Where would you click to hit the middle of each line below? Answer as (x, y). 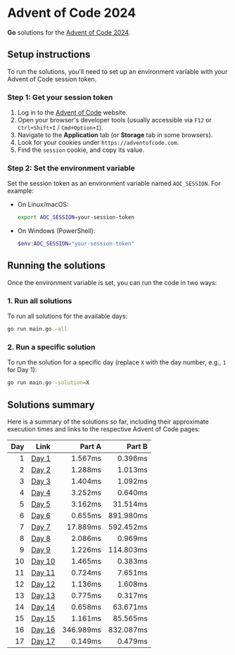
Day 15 (43, 618)
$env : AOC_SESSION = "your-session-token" (76, 244)
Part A (91, 447)
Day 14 (43, 607)
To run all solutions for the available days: (68, 316)
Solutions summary (51, 405)
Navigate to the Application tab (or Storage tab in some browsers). (115, 135)
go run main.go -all (38, 329)
